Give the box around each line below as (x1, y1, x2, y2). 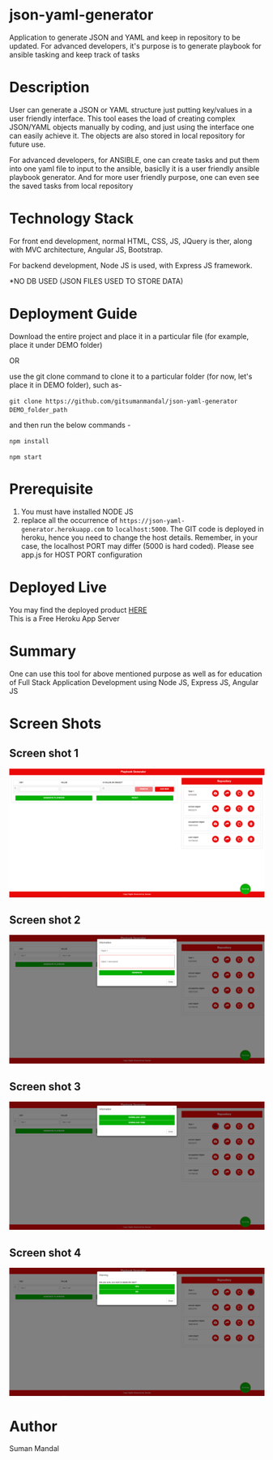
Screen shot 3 (9, 1080, 82, 1094)
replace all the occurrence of (20, 515, 118, 524)
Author (9, 1417, 58, 1436)
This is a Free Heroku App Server (9, 614, 121, 623)
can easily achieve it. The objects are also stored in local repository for (9, 131, 245, 140)
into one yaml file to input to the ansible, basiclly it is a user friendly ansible (9, 164, 260, 173)
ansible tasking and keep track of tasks (9, 49, 140, 59)
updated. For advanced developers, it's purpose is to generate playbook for (9, 41, 262, 50)
